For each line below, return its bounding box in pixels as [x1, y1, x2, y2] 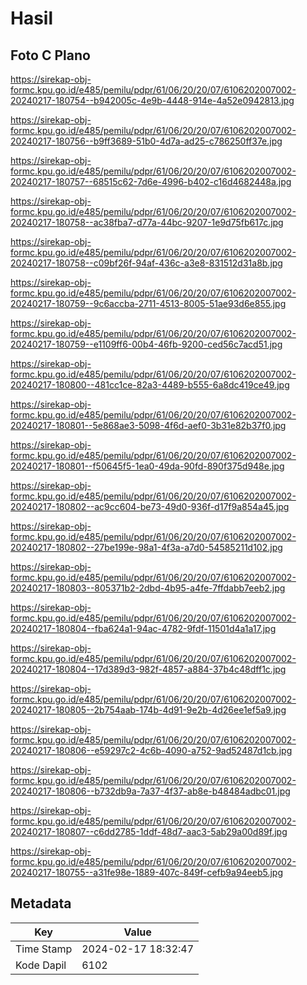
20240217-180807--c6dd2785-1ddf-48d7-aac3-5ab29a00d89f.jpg [10, 826, 288, 837]
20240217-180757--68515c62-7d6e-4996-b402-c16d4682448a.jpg [10, 176, 292, 187]
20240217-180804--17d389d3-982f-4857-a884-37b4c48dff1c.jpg [10, 663, 287, 675]
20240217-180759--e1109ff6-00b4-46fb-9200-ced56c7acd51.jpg [10, 338, 283, 350]
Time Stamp [15, 942, 73, 956]
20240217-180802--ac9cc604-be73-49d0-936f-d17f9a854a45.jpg [10, 501, 290, 512]
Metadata [10, 895, 72, 912]
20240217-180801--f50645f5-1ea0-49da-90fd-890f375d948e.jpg [10, 460, 285, 472]
